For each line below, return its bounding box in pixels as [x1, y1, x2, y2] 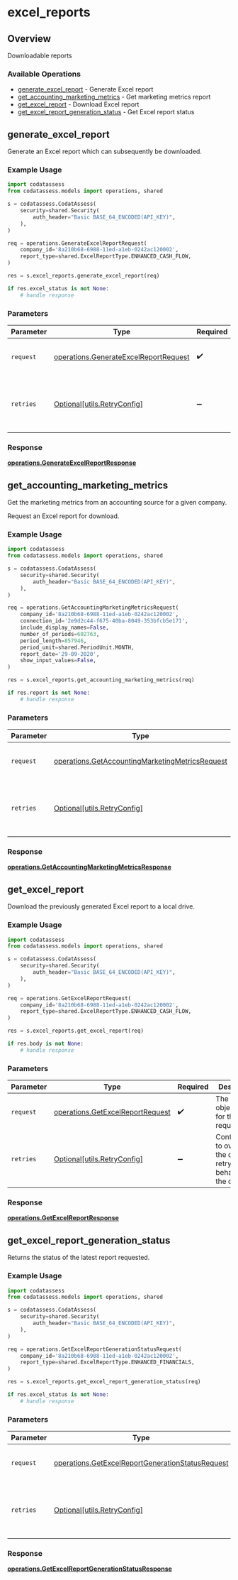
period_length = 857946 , [20, 637, 87, 644]
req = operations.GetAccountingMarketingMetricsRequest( [7, 604, 179, 611]
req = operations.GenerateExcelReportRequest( [7, 239, 147, 247]
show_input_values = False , [20, 657, 97, 664]
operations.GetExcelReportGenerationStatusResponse [7, 1564, 172, 1573]
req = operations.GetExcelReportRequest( [7, 994, 132, 1002]
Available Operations [7, 69, 81, 79]
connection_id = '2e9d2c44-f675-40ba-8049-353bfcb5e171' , [20, 618, 189, 625]
